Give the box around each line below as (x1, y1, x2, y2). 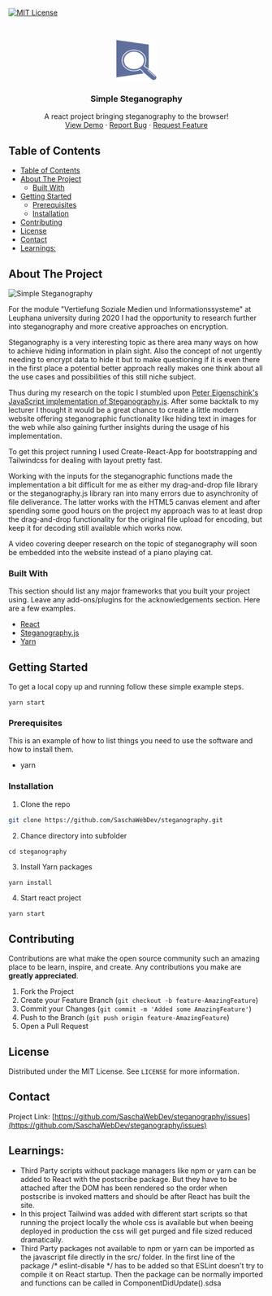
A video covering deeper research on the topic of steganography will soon (8, 538, 257, 549)
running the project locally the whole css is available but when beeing (19, 1217, 254, 1227)
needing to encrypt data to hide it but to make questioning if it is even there (8, 354, 261, 364)
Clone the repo (19, 799, 71, 809)
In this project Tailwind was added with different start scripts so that (19, 1209, 248, 1219)
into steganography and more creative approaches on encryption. (8, 322, 229, 331)
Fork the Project (19, 987, 75, 996)
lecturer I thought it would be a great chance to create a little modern (8, 405, 240, 414)
